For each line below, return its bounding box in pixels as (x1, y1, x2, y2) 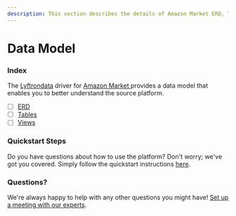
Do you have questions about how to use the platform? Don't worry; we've (7, 152, 223, 161)
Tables (17, 110, 37, 119)
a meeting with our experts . (7, 201, 87, 209)
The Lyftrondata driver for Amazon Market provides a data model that (7, 81, 209, 90)
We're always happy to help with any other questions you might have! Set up (7, 193, 229, 201)
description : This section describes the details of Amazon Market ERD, (7, 10, 225, 18)
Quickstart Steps (7, 136, 67, 146)
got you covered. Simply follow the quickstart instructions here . (7, 159, 191, 168)
